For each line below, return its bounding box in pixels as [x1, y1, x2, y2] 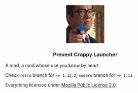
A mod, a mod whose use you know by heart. [5, 63, 100, 69]
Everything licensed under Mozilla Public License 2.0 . [5, 82, 117, 88]
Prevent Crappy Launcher [53, 51, 118, 58]
